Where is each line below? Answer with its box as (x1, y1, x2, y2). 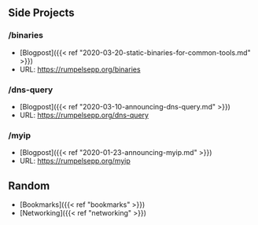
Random (8, 179, 50, 192)
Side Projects (8, 6, 75, 20)
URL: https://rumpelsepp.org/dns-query (19, 110, 149, 120)
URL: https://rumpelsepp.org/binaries (19, 65, 141, 74)
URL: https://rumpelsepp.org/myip (19, 157, 131, 166)
